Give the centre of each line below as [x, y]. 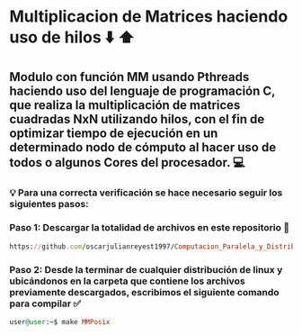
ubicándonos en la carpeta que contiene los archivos [127, 281]
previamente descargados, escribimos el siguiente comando [145, 292]
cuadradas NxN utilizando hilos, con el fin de [137, 119]
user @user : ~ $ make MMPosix [60, 321]
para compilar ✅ [45, 303]
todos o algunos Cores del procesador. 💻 [127, 163]
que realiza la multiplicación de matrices [125, 105]
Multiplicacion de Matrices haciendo [149, 17]
